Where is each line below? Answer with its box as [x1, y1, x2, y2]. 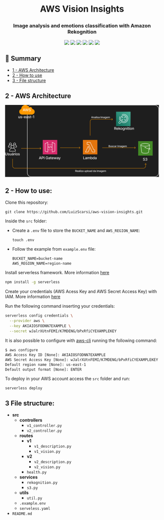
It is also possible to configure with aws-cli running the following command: [5, 338, 157, 343]
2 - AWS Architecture [5, 92, 72, 100]
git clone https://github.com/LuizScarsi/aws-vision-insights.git [5, 210, 143, 215]
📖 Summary [5, 54, 41, 62]
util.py [26, 496, 42, 501]
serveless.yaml [19, 506, 50, 511]
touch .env [12, 238, 35, 242]
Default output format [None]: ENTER [5, 367, 82, 372]
